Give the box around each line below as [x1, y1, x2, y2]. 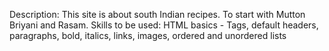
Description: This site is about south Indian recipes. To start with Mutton [9, 9, 306, 20]
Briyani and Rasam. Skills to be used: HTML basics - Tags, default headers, [9, 19, 319, 31]
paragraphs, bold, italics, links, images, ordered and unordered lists [9, 30, 287, 41]
